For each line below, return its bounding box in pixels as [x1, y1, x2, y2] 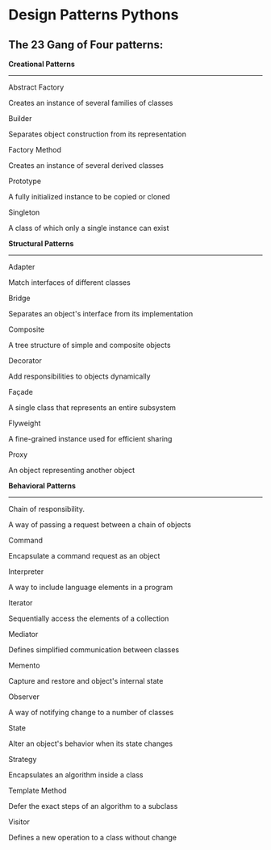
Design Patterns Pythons [8, 6, 179, 24]
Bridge [8, 293, 31, 303]
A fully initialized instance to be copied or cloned [8, 192, 171, 201]
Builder [8, 114, 32, 123]
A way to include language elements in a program [8, 583, 173, 592]
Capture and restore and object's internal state [8, 676, 164, 685]
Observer [8, 692, 40, 701]
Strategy [8, 755, 37, 764]
